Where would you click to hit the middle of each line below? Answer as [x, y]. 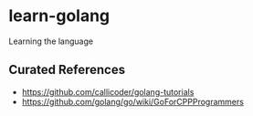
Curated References [67, 70]
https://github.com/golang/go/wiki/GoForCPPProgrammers [132, 101]
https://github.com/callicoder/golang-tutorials [108, 91]
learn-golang [59, 16]
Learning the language [51, 41]
